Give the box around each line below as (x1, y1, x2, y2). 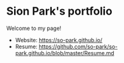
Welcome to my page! (6, 24, 62, 32)
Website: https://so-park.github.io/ (15, 36, 103, 43)
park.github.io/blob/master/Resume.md (15, 49, 114, 56)
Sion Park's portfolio (6, 4, 113, 18)
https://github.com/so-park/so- (38, 43, 118, 50)
